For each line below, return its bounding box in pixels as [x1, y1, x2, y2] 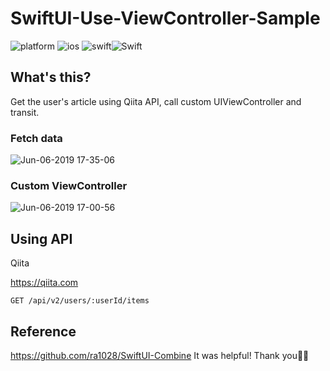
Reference [10, 323, 77, 340]
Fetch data [10, 131, 63, 145]
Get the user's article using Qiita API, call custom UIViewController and [10, 95, 302, 107]
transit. [10, 106, 40, 118]
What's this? [10, 69, 92, 86]
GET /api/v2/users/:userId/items [10, 296, 150, 306]
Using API [10, 230, 73, 247]
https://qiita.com [10, 277, 79, 289]
